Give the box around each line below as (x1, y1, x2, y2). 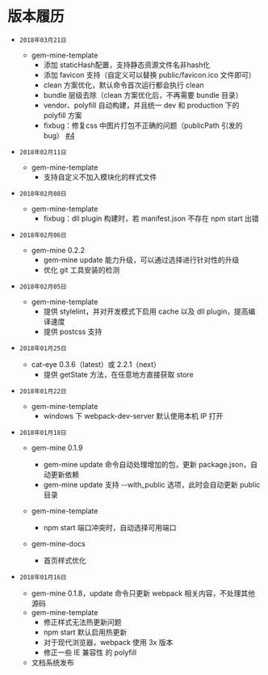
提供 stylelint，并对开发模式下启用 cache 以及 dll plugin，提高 (43, 306, 249, 316)
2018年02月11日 (19, 148, 67, 156)
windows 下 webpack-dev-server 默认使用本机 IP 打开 (43, 411, 224, 420)
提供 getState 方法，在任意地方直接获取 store (43, 369, 195, 379)
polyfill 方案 (43, 110, 82, 120)
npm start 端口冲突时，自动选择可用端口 (43, 522, 177, 532)
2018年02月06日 (19, 231, 67, 239)
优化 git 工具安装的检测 (43, 264, 120, 275)
